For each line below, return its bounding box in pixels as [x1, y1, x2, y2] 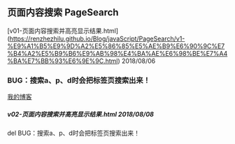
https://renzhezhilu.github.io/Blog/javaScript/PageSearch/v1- [9, 34, 185, 43]
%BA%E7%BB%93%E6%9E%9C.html [7, 57, 118, 65]
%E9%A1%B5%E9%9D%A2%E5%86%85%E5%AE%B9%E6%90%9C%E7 [7, 41, 225, 50]
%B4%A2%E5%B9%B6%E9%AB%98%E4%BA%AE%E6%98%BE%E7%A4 [7, 49, 228, 57]
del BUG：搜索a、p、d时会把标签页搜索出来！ [7, 129, 141, 138]
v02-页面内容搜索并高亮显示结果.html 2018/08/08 [7, 110, 154, 118]
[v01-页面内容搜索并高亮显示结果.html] [7, 27, 119, 35]
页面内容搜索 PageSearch [7, 6, 119, 19]
